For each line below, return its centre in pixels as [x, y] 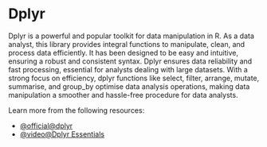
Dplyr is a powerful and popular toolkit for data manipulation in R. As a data [132, 36]
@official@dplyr [46, 126]
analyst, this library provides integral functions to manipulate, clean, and [127, 44]
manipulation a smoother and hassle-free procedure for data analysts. [123, 95]
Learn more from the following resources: [77, 110]
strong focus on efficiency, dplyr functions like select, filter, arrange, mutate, [134, 78]
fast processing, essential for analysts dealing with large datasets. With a [128, 69]
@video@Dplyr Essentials [62, 134]
